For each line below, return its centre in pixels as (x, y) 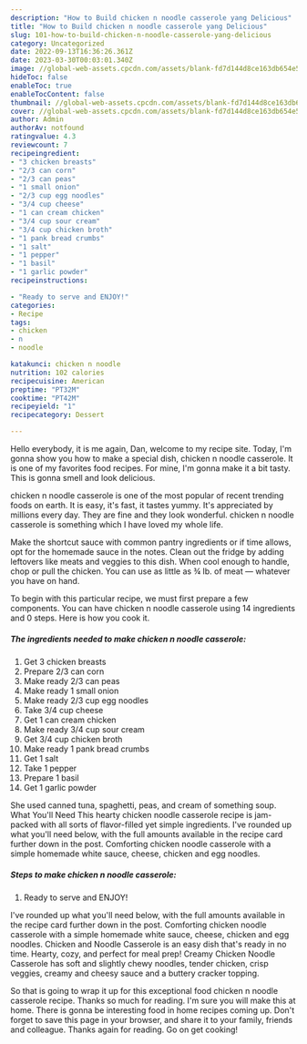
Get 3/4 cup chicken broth (73, 739)
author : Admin (37, 119)
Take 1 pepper (50, 768)
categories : (33, 305)
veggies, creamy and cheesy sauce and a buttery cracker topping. (135, 973)
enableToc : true (41, 86)
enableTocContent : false (57, 94)
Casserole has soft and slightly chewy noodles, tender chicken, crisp (139, 963)
